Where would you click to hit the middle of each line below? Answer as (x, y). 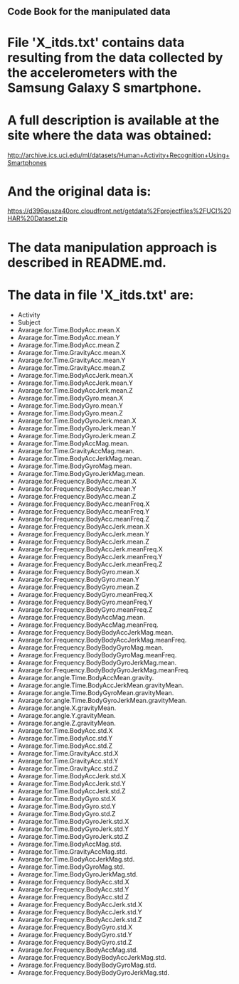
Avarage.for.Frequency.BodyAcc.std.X (73, 882)
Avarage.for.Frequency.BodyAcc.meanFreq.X (84, 504)
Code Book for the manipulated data (89, 12)
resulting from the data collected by (115, 57)
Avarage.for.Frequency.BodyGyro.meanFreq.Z (85, 609)
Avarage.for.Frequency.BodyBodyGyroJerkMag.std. (93, 972)
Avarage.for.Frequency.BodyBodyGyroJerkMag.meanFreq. (103, 670)
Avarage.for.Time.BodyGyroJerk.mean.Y (77, 428)
